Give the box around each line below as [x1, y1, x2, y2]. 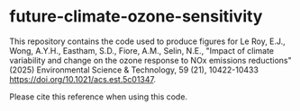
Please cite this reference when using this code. [9, 91, 187, 102]
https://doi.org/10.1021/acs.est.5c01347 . [9, 73, 156, 84]
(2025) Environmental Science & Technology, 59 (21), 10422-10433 [9, 64, 259, 75]
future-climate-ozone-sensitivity [9, 6, 263, 27]
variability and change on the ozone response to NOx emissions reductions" [9, 55, 293, 65]
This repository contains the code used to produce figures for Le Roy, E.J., [9, 36, 286, 47]
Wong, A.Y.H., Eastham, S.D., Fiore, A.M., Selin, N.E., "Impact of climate [9, 45, 275, 55]
